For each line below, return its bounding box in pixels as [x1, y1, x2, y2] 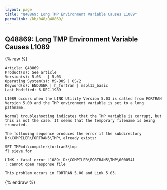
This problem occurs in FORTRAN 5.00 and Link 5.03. [5, 171, 117, 176]
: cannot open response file [5, 162, 66, 167]
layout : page [5, 7, 32, 12]
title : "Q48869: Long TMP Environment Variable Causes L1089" [5, 12, 137, 17]
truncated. [5, 123, 28, 128]
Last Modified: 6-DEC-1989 [5, 88, 61, 93]
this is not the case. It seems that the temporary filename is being [5, 118, 155, 123]
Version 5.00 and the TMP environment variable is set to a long [5, 101, 144, 106]
